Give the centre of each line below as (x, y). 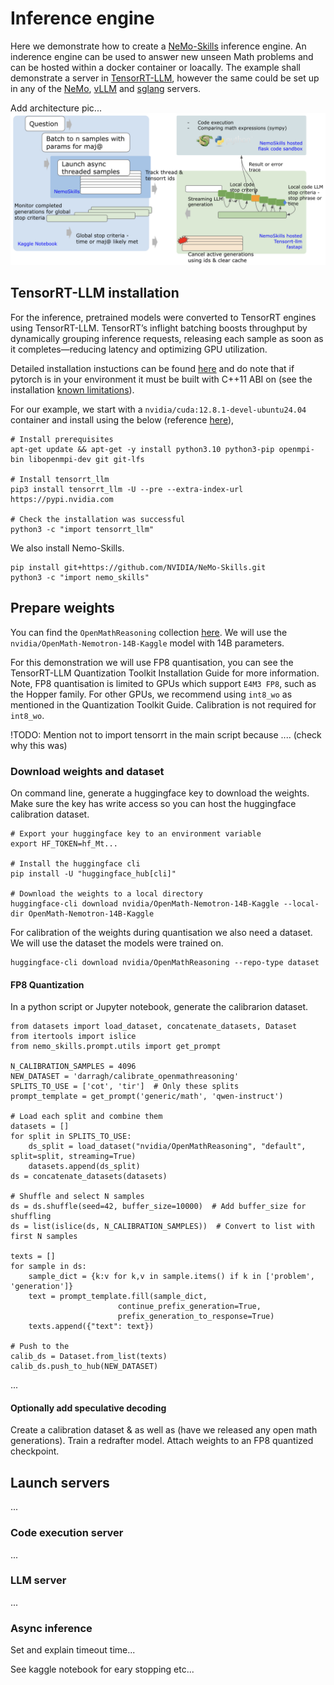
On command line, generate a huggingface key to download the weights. (160, 793)
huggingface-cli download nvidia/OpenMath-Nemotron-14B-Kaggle (145, 904)
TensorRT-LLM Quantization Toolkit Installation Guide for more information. (165, 673)
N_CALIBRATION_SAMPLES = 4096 (73, 1067)
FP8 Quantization (47, 984)
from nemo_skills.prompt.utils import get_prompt (116, 1047)
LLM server (38, 1580)
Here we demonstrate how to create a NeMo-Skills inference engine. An (158, 46)
